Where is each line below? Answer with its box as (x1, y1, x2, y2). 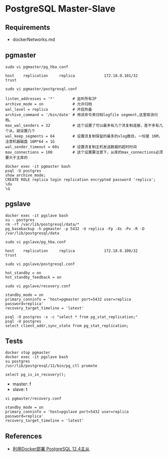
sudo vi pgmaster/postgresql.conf (5, 86, 78, 91)
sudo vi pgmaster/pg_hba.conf (5, 64, 69, 70)
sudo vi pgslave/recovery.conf (5, 283, 71, 289)
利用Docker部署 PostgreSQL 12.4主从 (12, 446, 90, 452)
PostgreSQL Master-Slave (5, 3, 116, 15)
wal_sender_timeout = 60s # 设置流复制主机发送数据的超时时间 (5, 144, 137, 149)
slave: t (12, 386, 28, 393)
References (5, 432, 42, 440)
